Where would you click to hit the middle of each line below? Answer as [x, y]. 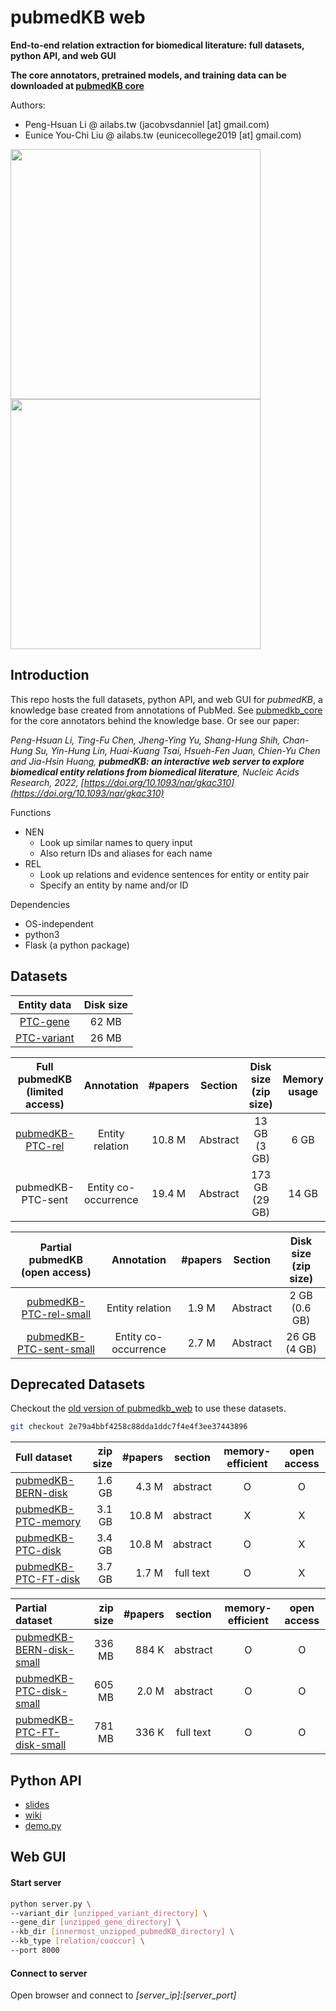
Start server [36, 1883]
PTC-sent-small [55, 1349]
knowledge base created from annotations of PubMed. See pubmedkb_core [166, 710]
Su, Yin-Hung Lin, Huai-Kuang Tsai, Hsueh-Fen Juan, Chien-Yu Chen [177, 750]
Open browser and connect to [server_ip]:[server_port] [123, 1995]
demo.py [43, 1826]
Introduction [50, 675]
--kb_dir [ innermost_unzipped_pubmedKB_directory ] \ [122, 1932]
